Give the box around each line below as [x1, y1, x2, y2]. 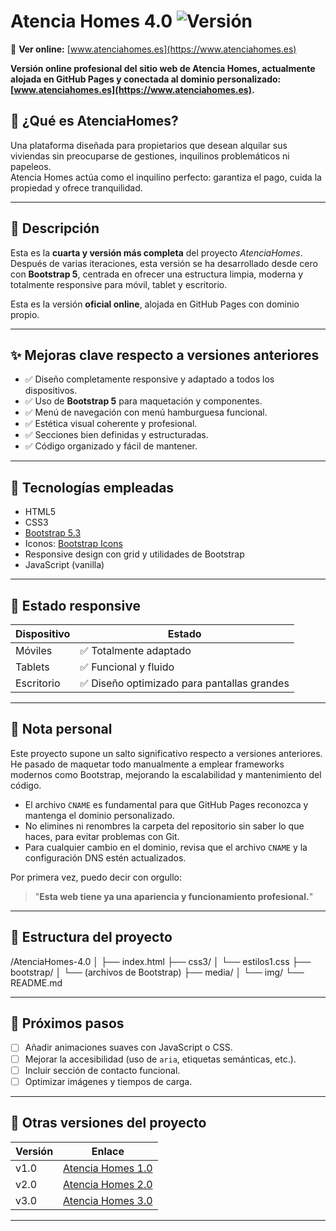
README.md [10, 976, 63, 989]
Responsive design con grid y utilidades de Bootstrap [24, 548, 245, 560]
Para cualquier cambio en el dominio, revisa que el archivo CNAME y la [24, 841, 308, 853]
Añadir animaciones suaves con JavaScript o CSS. [24, 1041, 233, 1054]
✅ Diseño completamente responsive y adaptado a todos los [24, 373, 275, 385]
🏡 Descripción [10, 220, 100, 237]
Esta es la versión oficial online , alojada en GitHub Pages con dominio [10, 298, 300, 310]
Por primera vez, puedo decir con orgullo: [10, 871, 182, 883]
